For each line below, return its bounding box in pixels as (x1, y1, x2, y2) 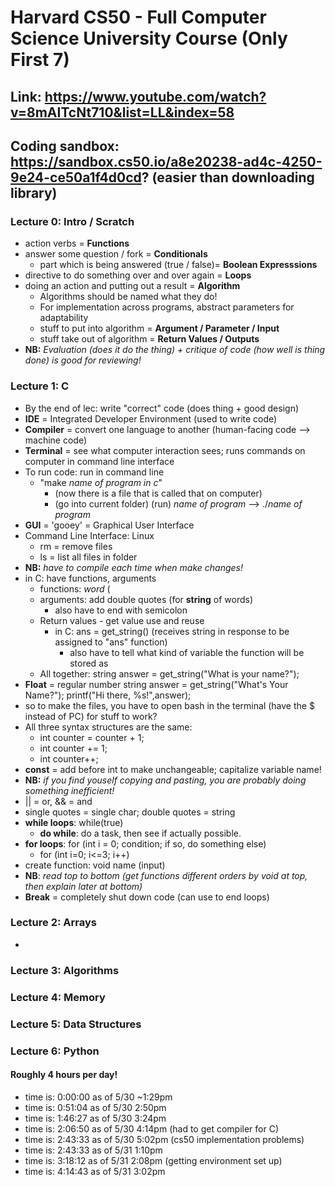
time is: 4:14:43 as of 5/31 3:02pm (24, 1165, 166, 1177)
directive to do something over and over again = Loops (24, 269, 252, 281)
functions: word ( (39, 582, 111, 595)
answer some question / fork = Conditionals (24, 248, 208, 260)
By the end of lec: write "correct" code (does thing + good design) (24, 402, 300, 414)
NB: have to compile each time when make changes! (24, 561, 244, 573)
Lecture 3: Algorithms (10, 963, 120, 977)
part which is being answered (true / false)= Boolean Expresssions (39, 259, 318, 271)
